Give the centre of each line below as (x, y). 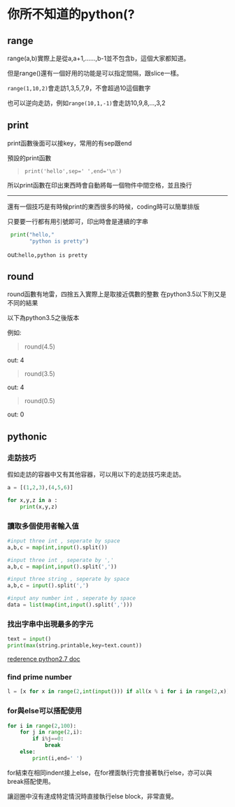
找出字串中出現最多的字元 (50, 624)
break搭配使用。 (31, 781)
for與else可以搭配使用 (45, 711)
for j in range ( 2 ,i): (51, 732)
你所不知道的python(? (71, 14)
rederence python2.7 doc (44, 659)
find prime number (40, 677)
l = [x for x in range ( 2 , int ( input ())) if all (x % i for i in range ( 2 (112, 692)
